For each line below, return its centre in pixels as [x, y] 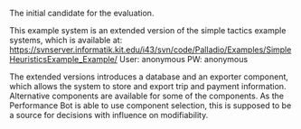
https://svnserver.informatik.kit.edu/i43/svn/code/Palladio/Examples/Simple [150, 50]
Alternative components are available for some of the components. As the [147, 96]
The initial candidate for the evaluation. [82, 13]
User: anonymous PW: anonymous [183, 59]
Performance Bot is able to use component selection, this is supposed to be [150, 106]
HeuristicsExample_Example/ [63, 59]
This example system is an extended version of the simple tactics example [148, 30]
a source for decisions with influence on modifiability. [109, 115]
